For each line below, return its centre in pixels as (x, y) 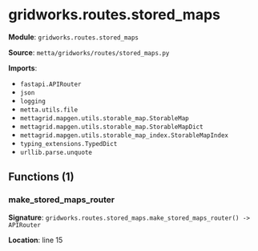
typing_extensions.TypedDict (69, 144)
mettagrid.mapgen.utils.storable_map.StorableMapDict (111, 127)
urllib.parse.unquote (56, 152)
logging (32, 101)
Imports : (23, 68)
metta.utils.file (49, 110)
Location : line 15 (36, 240)
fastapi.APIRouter (50, 84)
